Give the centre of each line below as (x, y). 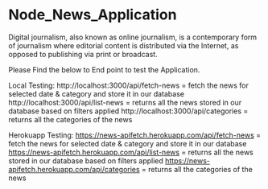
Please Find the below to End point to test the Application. (104, 69)
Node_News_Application (93, 15)
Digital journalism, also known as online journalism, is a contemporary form (133, 37)
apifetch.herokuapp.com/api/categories (74, 169)
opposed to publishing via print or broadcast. (83, 54)
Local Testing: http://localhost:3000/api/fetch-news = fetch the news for (129, 85)
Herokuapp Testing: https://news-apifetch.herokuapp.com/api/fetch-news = (135, 135)
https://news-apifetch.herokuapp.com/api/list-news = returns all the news (131, 152)
